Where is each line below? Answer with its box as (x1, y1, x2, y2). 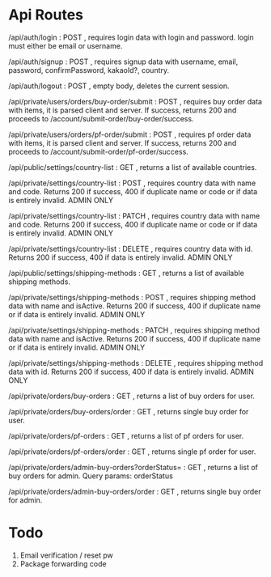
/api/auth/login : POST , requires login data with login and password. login (8, 32, 255, 42)
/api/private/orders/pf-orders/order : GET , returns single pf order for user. (8, 447, 256, 456)
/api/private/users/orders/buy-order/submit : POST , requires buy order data (8, 96, 263, 106)
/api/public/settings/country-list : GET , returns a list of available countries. (8, 162, 257, 172)
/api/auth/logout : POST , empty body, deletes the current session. (8, 81, 230, 91)
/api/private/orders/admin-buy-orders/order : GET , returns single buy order (8, 486, 261, 496)
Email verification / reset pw (19, 550, 113, 560)
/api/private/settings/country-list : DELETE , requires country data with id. (8, 244, 253, 253)
